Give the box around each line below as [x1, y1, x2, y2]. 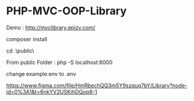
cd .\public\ [6, 47, 35, 54]
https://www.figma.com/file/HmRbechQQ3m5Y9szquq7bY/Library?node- [6, 82, 188, 89]
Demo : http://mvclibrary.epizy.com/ [6, 24, 95, 31]
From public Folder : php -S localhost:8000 [6, 59, 113, 66]
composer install [6, 35, 47, 42]
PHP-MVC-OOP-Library [6, 4, 127, 18]
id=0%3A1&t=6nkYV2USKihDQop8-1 [6, 88, 97, 95]
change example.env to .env [6, 70, 76, 77]
